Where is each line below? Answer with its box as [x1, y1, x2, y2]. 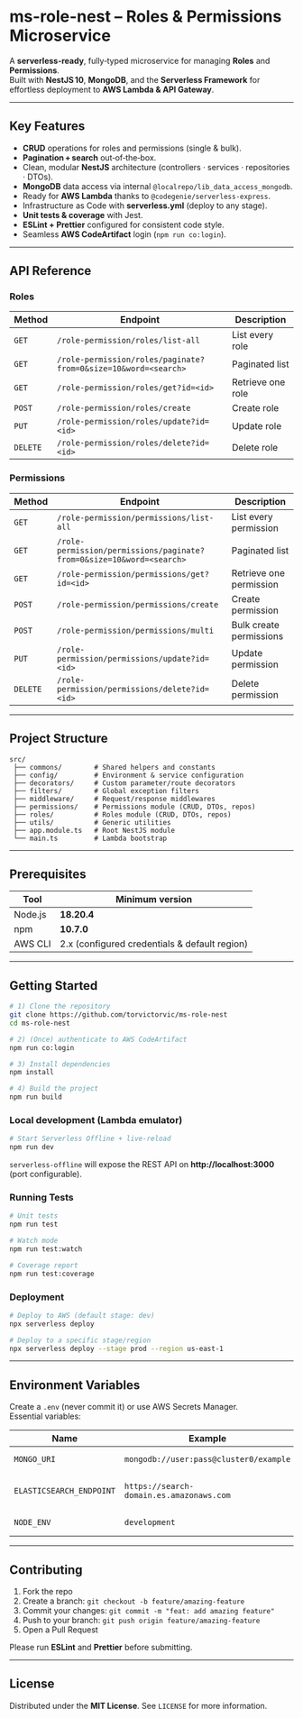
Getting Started [9, 978, 98, 993]
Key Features [9, 119, 86, 134]
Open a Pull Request [22, 1624, 99, 1635]
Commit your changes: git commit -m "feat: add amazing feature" [22, 1605, 275, 1616]
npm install [9, 1068, 54, 1077]
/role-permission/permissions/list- [57, 512, 215, 523]
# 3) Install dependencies [9, 1059, 111, 1069]
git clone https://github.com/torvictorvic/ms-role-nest [9, 1010, 228, 1019]
